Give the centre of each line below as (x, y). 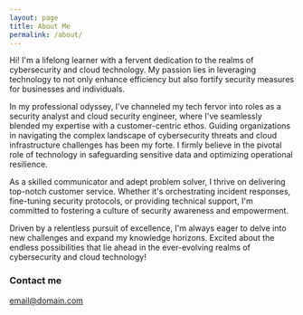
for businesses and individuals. (67, 89)
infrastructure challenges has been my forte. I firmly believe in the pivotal (146, 145)
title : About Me (40, 26)
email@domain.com (47, 301)
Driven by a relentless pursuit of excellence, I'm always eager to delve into (148, 228)
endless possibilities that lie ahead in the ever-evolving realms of (130, 248)
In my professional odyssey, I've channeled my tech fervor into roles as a (146, 107)
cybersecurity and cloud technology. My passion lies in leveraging (133, 70)
